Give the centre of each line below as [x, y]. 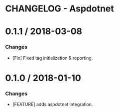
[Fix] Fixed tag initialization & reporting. [53, 58]
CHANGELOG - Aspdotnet [60, 9]
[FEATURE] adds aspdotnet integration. [53, 105]
